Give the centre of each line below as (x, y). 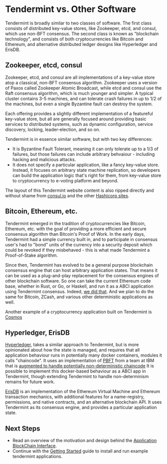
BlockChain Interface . (35, 446)
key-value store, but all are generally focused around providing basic (76, 119)
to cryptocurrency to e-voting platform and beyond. (65, 180)
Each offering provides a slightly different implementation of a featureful (79, 113)
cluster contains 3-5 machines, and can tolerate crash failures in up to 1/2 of (83, 98)
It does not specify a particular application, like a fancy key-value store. (86, 165)
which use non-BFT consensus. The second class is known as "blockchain (82, 33)
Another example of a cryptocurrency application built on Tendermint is (79, 312)
